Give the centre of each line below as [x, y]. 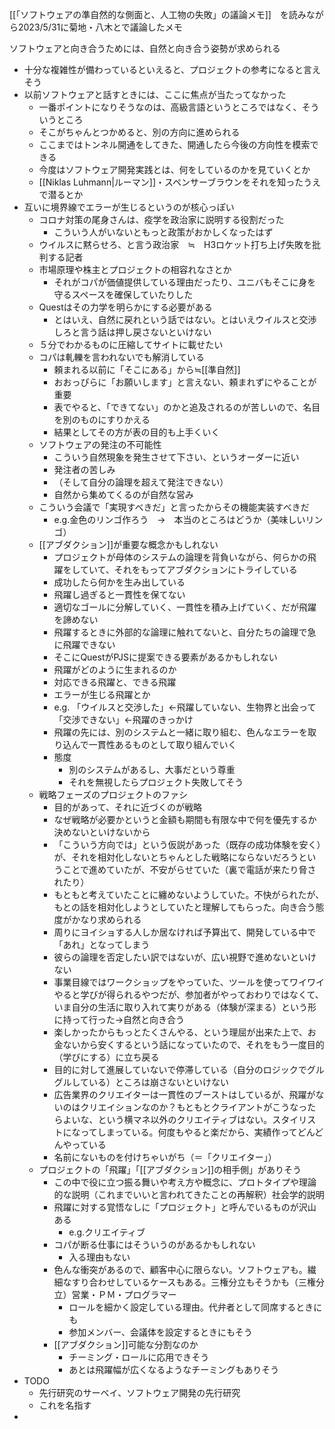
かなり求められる [106, 919]
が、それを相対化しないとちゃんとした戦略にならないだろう [176, 857]
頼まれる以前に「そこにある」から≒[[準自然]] [147, 369]
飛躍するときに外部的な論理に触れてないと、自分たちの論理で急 [185, 632]
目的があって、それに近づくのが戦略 [127, 807]
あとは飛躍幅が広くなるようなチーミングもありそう [174, 1369]
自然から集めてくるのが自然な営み [123, 494]
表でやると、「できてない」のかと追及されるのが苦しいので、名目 [187, 407]
